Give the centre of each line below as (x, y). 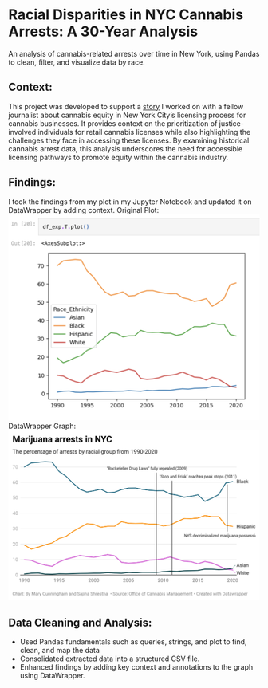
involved (22, 132)
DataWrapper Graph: (42, 426)
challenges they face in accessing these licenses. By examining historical (129, 140)
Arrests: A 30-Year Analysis (103, 31)
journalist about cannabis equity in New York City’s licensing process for (127, 115)
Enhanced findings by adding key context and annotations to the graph (136, 667)
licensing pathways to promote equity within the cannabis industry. (118, 157)
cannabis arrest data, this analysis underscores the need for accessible (126, 148)
